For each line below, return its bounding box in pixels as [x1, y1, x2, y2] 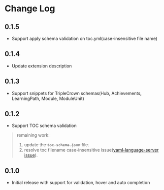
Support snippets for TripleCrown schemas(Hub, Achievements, [11, 90, 142, 96]
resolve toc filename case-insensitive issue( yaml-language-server [24, 147, 159, 153]
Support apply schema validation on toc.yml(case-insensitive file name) [11, 35, 158, 41]
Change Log [4, 3, 55, 14]
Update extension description [11, 63, 72, 69]
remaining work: [16, 132, 50, 138]
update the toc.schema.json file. [24, 142, 89, 148]
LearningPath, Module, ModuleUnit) [11, 95, 85, 101]
